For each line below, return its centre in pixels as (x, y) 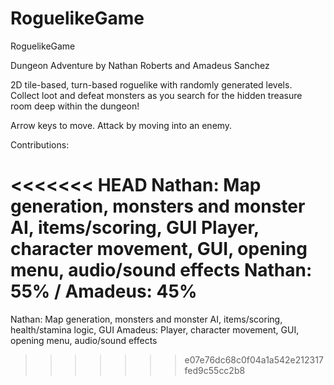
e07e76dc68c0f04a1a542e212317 (254, 359)
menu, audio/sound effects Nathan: (161, 270)
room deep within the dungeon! (75, 106)
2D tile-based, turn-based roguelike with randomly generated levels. (151, 84)
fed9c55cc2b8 (215, 370)
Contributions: (40, 144)
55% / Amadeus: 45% (104, 291)
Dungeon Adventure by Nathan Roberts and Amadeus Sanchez (140, 65)
